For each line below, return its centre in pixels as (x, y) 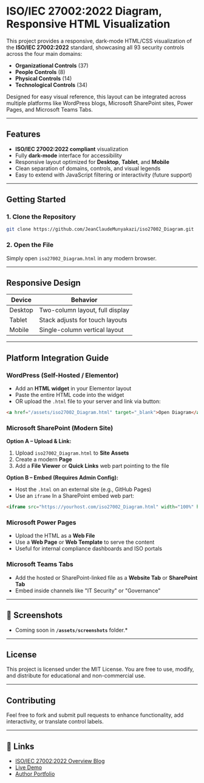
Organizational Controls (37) (52, 66)
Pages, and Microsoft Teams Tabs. (49, 109)
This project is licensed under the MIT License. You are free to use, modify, (100, 669)
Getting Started (36, 199)
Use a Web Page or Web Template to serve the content (85, 542)
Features (23, 134)
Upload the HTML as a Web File (55, 536)
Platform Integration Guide (58, 358)
